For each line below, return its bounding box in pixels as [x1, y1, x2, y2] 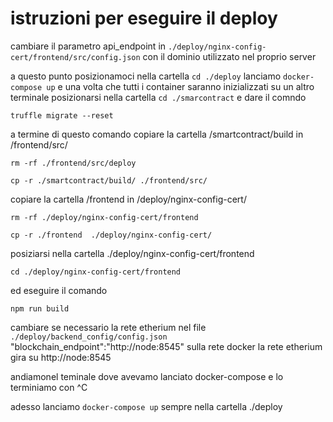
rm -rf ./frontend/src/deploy [10, 158, 137, 168]
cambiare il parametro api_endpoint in [10, 40, 167, 52]
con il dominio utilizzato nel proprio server [142, 50, 317, 62]
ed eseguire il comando [10, 284, 108, 296]
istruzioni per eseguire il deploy [10, 7, 278, 30]
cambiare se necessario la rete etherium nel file [10, 321, 207, 333]
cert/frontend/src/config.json [10, 52, 141, 62]
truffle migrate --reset [10, 110, 114, 121]
